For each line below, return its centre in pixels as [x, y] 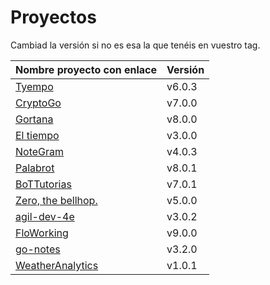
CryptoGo [38, 103]
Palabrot [35, 168]
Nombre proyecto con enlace [86, 69]
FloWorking [42, 233]
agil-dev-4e [45, 216]
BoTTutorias [43, 184]
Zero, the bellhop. [56, 200]
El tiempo [37, 135]
